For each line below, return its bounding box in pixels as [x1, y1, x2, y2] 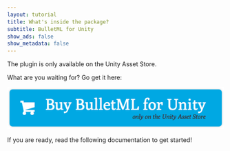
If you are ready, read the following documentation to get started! [7, 136, 193, 144]
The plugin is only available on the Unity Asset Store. [7, 60, 157, 68]
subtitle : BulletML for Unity [7, 26, 94, 32]
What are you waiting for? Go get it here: [7, 73, 123, 82]
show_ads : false [7, 33, 54, 40]
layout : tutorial [7, 11, 57, 18]
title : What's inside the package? [7, 18, 109, 26]
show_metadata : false [7, 40, 70, 48]
